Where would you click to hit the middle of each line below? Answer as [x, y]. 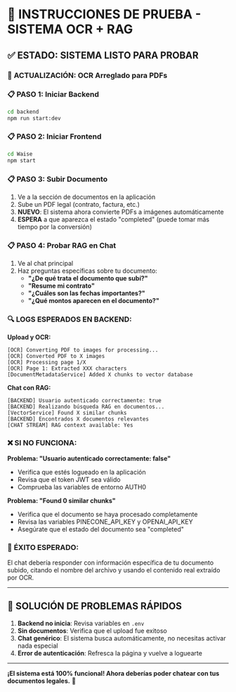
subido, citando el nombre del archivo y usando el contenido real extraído [114, 570]
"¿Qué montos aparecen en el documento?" [93, 301]
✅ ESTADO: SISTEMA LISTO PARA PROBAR [103, 55]
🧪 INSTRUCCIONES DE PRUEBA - [104, 14]
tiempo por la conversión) [55, 226]
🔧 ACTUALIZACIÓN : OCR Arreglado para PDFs [87, 75]
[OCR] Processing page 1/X [47, 363]
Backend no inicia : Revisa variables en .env [81, 623]
